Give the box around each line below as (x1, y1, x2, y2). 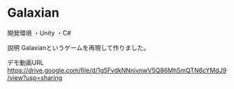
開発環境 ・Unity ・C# (7, 29, 71, 37)
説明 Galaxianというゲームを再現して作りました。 (7, 43, 150, 51)
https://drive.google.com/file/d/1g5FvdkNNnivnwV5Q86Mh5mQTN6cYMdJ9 (7, 66, 227, 74)
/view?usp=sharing (7, 73, 63, 81)
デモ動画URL (7, 58, 44, 67)
